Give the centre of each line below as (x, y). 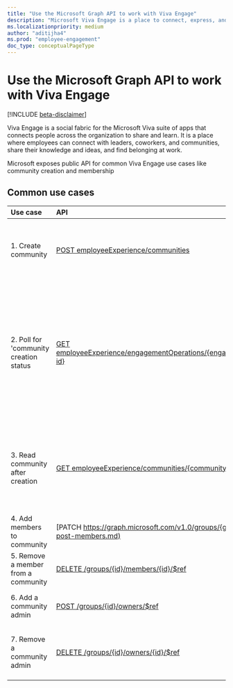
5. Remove (28, 555)
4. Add (21, 518)
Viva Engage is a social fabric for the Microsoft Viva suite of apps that (107, 128)
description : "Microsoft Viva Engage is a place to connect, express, (111, 20)
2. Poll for (26, 339)
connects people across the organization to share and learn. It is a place (110, 135)
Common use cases (51, 193)
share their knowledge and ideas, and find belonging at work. (95, 149)
